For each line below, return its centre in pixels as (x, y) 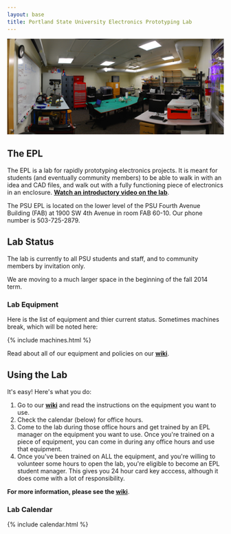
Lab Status (31, 242)
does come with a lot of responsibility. (71, 478)
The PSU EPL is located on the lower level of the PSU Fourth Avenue (104, 205)
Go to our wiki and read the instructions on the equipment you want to (117, 405)
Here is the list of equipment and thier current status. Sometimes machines (113, 319)
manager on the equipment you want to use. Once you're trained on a (115, 434)
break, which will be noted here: (53, 327)
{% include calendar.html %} (48, 524)
